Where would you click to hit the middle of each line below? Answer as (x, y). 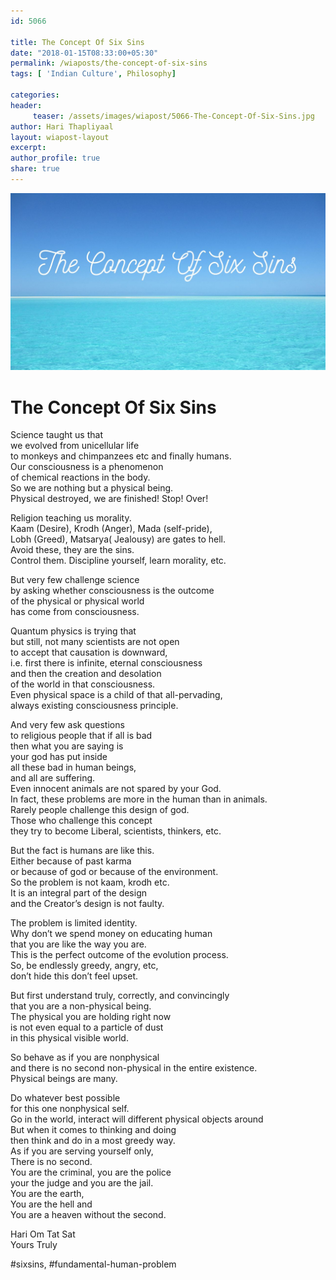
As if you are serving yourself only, (82, 1151)
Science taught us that (56, 435)
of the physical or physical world (77, 601)
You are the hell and (51, 1204)
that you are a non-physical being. (81, 1006)
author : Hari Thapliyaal (62, 126)
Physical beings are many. (64, 1079)
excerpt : (28, 148)
